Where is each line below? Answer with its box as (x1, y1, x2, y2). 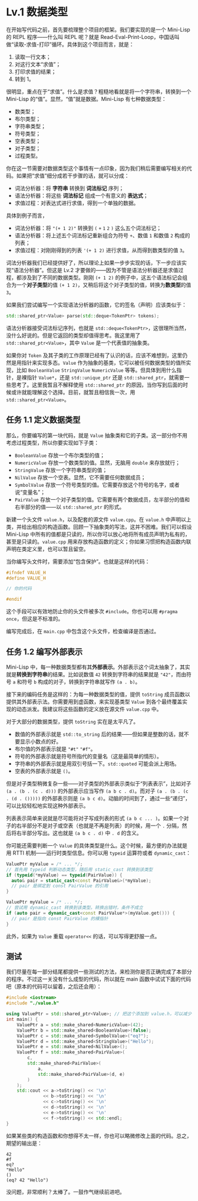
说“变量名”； (14, 488, 46, 496)
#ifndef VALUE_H (6, 570, 46, 575)
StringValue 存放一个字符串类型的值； (14, 466, 108, 473)
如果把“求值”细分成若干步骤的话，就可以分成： (16, 172, 130, 179)
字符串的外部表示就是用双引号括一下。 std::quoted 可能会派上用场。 (14, 760, 180, 767)
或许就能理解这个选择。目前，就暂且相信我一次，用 (11, 388, 136, 395)
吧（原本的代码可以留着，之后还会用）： (6, 983, 102, 990)
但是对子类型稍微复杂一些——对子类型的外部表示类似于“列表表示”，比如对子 (6, 780, 192, 787)
